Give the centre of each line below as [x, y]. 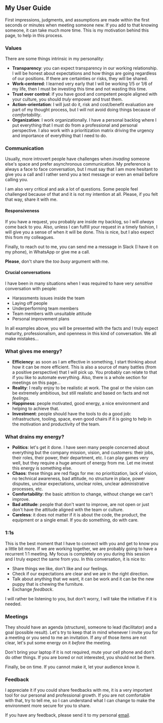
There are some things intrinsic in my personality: [55, 59]
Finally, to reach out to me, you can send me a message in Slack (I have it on [82, 247]
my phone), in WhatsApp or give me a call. [47, 252]
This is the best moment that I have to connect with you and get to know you [82, 543]
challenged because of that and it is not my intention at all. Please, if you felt [81, 194]
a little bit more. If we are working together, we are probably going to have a [81, 549]
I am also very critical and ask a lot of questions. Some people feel [72, 189]
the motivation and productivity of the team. [56, 424]
